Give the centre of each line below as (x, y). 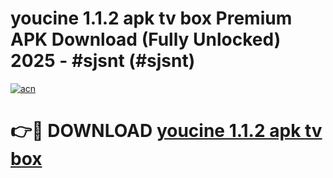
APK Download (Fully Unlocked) (146, 39)
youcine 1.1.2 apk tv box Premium (151, 18)
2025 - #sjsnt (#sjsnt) (103, 61)
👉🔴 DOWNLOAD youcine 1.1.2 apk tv (166, 131)
